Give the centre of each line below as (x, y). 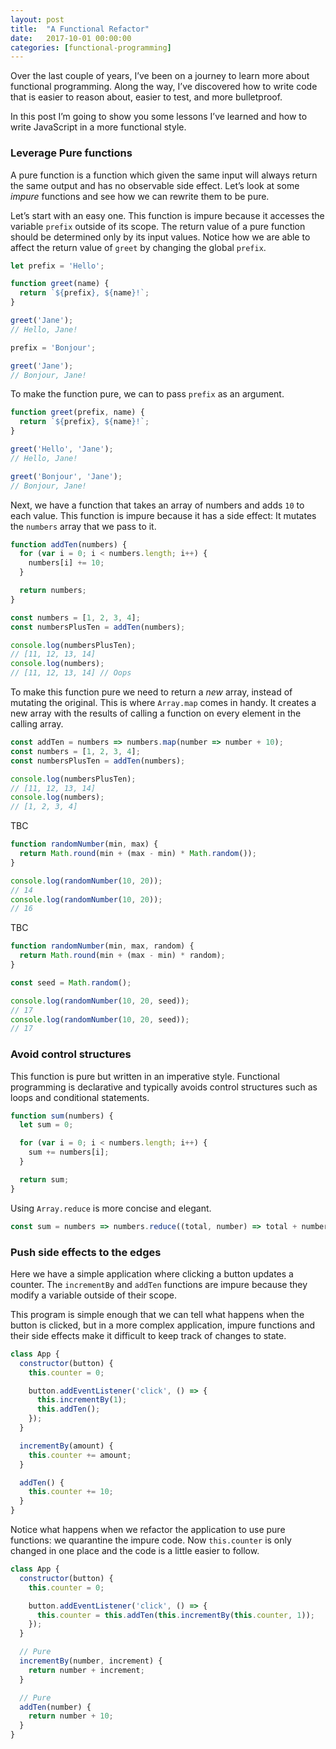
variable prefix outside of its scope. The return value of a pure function (158, 226)
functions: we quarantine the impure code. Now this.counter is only (151, 1540)
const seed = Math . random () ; (71, 982)
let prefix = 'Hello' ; (57, 266)
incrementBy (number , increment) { (91, 1661)
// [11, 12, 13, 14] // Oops (71, 673)
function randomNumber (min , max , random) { (102, 946)
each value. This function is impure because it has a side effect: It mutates (163, 515)
